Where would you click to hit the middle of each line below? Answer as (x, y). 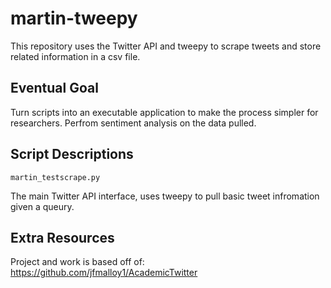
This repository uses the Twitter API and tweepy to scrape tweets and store (166, 46)
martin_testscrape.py (55, 177)
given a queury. (42, 206)
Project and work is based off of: (77, 262)
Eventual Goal (54, 88)
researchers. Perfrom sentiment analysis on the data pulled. (133, 123)
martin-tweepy (74, 18)
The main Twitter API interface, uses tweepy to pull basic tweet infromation (165, 196)
